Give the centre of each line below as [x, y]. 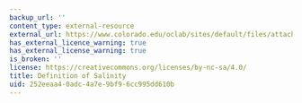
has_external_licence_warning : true [78, 43]
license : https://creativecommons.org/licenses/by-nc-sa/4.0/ [128, 68]
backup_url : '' [38, 17]
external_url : [36, 34]
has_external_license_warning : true [78, 51]
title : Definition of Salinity [68, 76]
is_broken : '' [36, 59]
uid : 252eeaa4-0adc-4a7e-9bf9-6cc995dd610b [92, 84]
